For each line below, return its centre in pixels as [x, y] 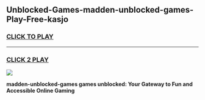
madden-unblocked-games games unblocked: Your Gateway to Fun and [100, 84]
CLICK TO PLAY [30, 37]
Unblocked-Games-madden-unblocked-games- [100, 10]
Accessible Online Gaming [41, 90]
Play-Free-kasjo [38, 20]
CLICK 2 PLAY [27, 59]
